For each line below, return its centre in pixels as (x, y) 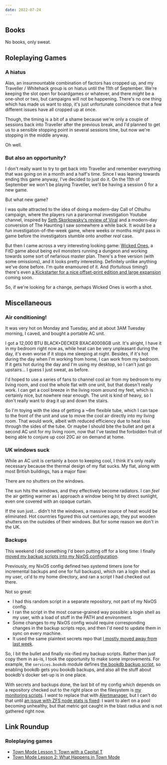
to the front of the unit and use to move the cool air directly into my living (80, 416)
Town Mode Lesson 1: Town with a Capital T (58, 752)
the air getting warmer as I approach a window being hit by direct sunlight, (82, 496)
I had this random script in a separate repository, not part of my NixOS (84, 601)
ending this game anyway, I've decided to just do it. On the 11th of (73, 179)
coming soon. (19, 278)
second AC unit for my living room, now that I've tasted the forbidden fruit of (83, 432)
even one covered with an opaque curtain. (49, 501)
